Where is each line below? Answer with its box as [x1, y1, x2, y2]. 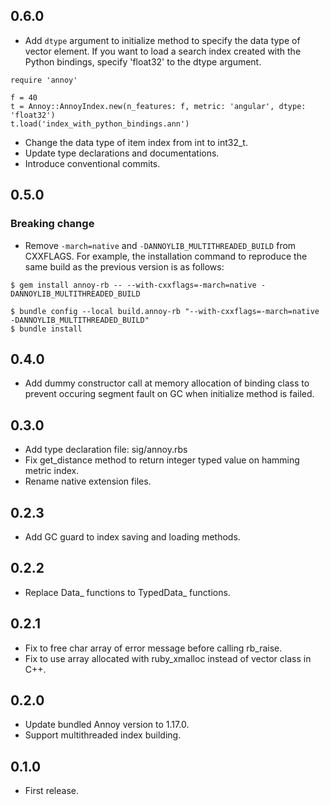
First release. [24, 785, 79, 797]
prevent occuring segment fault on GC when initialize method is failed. [24, 388, 315, 400]
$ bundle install [10, 324, 83, 334]
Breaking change [10, 217, 95, 231]
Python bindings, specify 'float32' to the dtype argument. [24, 55, 262, 68]
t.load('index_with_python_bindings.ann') [10, 119, 190, 129]
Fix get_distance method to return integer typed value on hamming [24, 454, 300, 466]
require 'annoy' [10, 75, 78, 85]
